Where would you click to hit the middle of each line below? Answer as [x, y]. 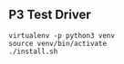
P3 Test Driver [50, 15]
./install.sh [33, 51]
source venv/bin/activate [57, 43]
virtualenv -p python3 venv [62, 35]
